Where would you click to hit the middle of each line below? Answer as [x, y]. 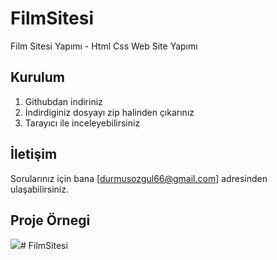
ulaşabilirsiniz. [40, 189]
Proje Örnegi [50, 220]
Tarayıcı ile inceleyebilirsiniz [82, 123]
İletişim [34, 154]
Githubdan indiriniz [63, 101]
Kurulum [38, 77]
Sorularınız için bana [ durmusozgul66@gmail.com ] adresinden [139, 178]
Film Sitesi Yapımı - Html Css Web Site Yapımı [104, 46]
